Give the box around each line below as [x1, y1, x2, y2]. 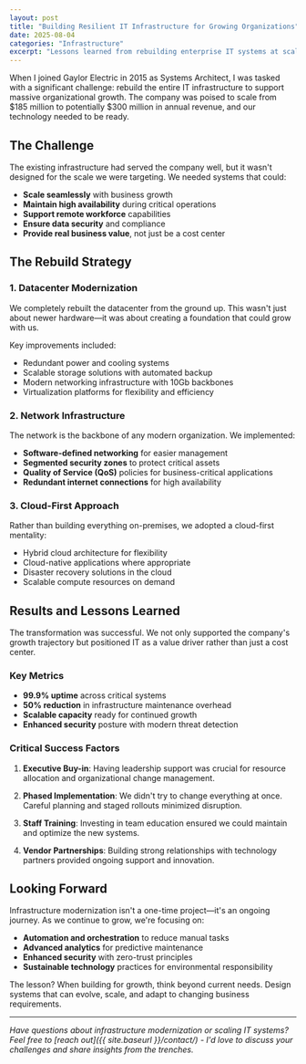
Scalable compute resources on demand [22, 577, 176, 588]
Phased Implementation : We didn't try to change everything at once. [22, 790, 282, 801]
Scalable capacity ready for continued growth [22, 709, 198, 721]
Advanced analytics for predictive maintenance [22, 942, 203, 954]
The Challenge [9, 138, 95, 153]
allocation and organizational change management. [22, 772, 216, 783]
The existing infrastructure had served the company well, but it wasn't [9, 162, 273, 172]
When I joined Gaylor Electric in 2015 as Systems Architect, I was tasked [9, 72, 280, 83]
